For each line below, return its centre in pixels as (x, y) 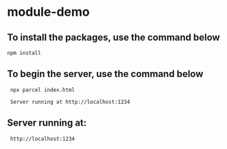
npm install (24, 53)
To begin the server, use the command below (105, 74)
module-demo (49, 12)
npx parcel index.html (43, 90)
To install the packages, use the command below (114, 37)
